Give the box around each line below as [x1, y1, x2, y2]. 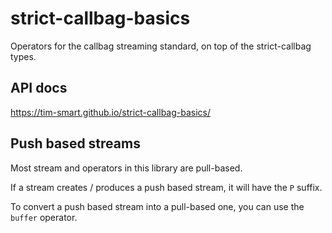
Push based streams [10, 135, 141, 152]
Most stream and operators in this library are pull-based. [10, 162, 243, 174]
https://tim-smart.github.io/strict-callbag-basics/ [10, 106, 212, 118]
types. [10, 50, 37, 62]
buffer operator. [10, 211, 78, 223]
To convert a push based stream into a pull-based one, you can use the [10, 200, 305, 212]
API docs [10, 80, 68, 97]
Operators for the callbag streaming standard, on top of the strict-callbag [10, 40, 312, 52]
